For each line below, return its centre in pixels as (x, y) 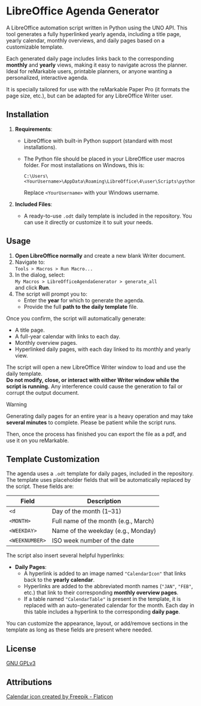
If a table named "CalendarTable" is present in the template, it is (102, 599)
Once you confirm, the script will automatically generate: (76, 318)
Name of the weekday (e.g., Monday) (104, 531)
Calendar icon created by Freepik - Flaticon (60, 696)
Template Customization (53, 459)
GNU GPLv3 (21, 663)
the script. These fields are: (40, 486)
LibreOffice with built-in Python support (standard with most (98, 141)
